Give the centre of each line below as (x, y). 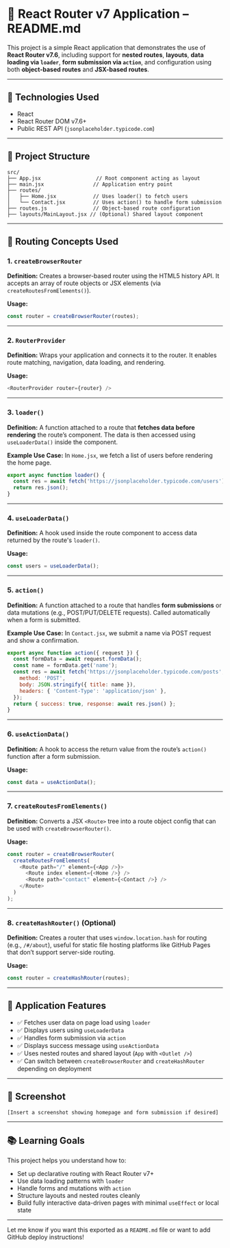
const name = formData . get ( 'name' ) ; (65, 665)
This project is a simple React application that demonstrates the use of (106, 47)
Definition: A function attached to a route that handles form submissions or (114, 605)
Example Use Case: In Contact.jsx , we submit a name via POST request (109, 633)
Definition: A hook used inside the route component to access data (102, 533)
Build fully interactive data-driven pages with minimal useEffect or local (118, 1203)
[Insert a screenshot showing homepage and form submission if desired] (113, 1112)
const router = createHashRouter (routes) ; (68, 978)
